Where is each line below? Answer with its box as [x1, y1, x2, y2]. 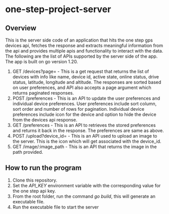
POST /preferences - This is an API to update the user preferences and [12, 95, 160, 101]
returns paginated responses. [12, 90, 74, 96]
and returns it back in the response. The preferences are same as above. [12, 127, 164, 134]
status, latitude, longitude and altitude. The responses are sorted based [12, 79, 161, 85]
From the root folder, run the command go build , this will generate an [12, 193, 155, 199]
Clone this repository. [12, 177, 58, 183]
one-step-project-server [5, 4, 111, 15]
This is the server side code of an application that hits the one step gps [5, 37, 153, 43]
